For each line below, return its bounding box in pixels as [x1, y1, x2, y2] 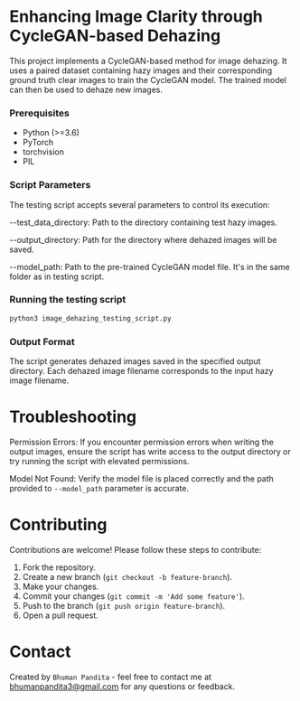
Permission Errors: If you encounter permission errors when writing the [9, 436, 274, 447]
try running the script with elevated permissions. [9, 455, 190, 466]
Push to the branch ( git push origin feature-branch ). [22, 600, 226, 611]
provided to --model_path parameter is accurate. [9, 482, 190, 493]
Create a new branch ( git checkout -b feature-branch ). [22, 571, 233, 582]
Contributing [9, 515, 108, 535]
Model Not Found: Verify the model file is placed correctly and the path [9, 472, 274, 484]
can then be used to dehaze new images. [9, 84, 163, 95]
